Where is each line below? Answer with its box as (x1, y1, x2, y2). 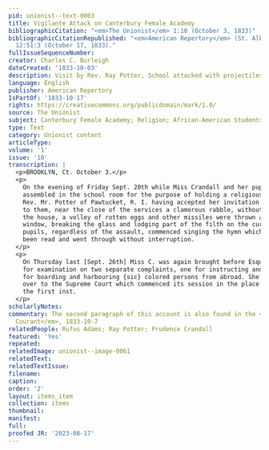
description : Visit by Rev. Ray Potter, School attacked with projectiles (8, 71, 263, 79)
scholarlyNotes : (8, 302, 62, 310)
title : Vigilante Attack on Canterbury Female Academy (8, 19, 195, 27)
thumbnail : (8, 407, 45, 416)
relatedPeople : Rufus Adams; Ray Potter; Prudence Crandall (8, 325, 214, 333)
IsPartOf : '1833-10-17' (8, 94, 88, 102)
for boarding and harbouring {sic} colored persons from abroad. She (22, 273, 260, 281)
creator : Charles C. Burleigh (8, 57, 110, 65)
